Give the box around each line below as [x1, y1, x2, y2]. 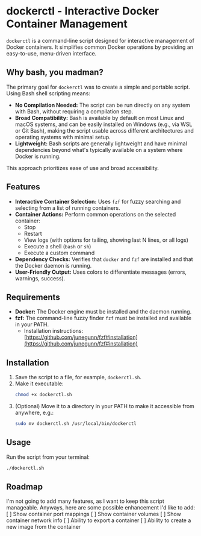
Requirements [6, 292, 60, 302]
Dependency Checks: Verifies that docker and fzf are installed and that [14, 255, 194, 263]
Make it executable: [14, 380, 64, 387]
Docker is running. [14, 153, 61, 160]
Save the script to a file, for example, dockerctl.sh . [14, 374, 142, 381]
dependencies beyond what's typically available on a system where [14, 146, 183, 153]
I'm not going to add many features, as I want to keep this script [6, 497, 164, 505]
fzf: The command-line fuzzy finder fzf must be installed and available [14, 315, 192, 322]
